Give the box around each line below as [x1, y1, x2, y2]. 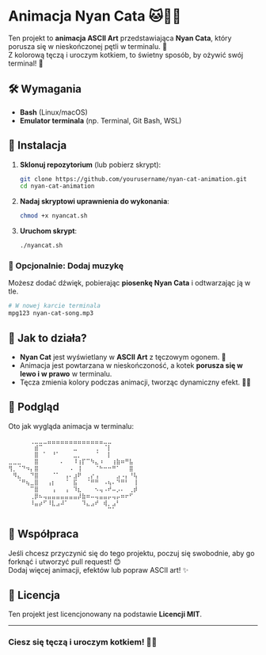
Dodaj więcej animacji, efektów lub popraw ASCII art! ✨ [8, 565, 188, 574]
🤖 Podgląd [8, 400, 59, 414]
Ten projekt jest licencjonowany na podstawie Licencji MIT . [8, 609, 203, 619]
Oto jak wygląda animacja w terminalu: [8, 421, 135, 430]
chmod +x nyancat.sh [19, 212, 88, 220]
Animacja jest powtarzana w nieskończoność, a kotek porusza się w [19, 360, 244, 370]
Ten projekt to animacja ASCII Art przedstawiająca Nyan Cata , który [8, 33, 232, 43]
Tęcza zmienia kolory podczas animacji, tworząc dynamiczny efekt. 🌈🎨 [19, 377, 252, 387]
